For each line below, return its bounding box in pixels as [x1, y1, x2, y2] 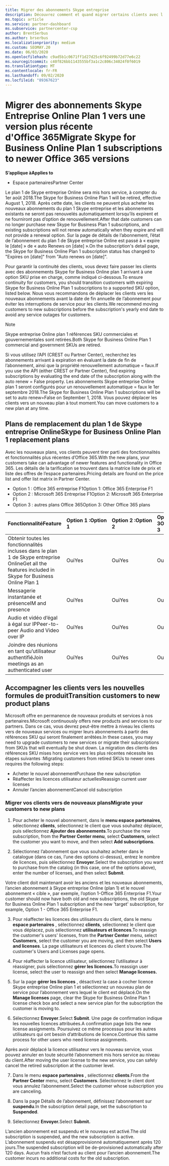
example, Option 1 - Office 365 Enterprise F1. [5, 906, 98, 912]
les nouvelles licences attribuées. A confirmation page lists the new [12, 1020, 151, 1026]
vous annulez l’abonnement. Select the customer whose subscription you [12, 1083, 163, 1089]
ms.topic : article [5, 17, 44, 22]
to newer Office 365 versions [5, 153, 130, 164]
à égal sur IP [8, 620, 37, 627]
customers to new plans [5, 805, 65, 812]
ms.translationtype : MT [5, 64, 55, 69]
